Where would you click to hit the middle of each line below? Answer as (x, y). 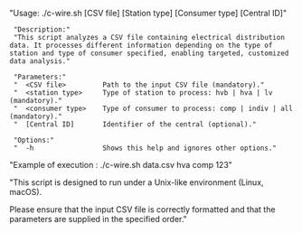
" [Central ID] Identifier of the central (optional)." (135, 125)
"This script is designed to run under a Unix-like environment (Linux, (137, 182)
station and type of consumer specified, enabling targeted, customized (149, 53)
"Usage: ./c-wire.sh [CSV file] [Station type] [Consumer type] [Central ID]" (148, 13)
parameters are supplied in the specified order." (98, 219)
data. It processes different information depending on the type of (141, 45)
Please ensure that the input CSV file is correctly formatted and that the (142, 210)
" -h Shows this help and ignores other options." (145, 148)
